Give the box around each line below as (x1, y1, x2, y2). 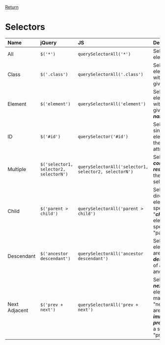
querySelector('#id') (78, 134, 129, 139)
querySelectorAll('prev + (78, 302, 138, 308)
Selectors (5, 22, 45, 33)
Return (5, 4, 19, 10)
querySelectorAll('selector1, (78, 164, 149, 170)
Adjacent (7, 307, 28, 313)
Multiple (7, 166, 27, 172)
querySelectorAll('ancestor (78, 251, 143, 256)
